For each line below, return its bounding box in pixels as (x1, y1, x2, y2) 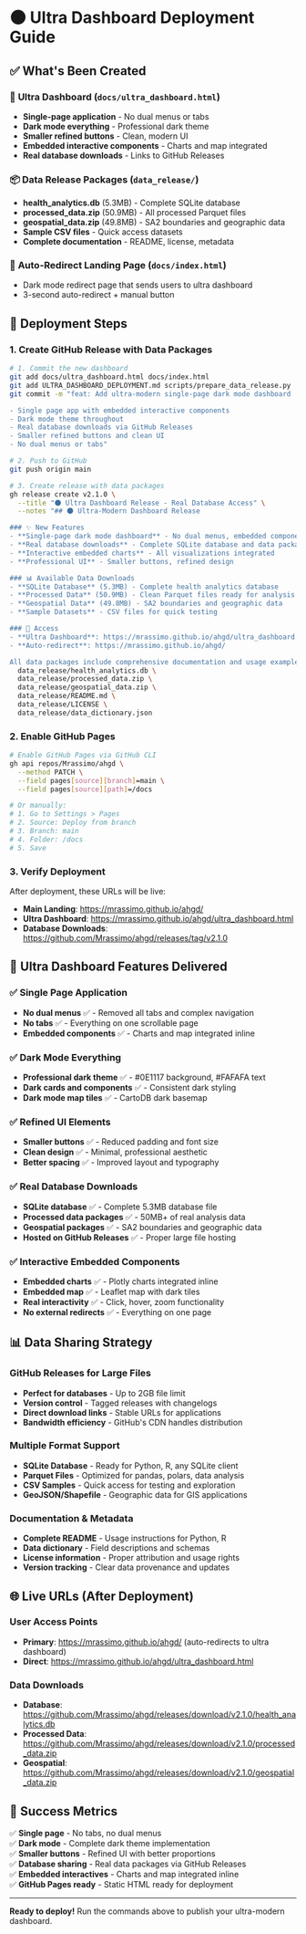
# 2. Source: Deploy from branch (9, 818, 137, 828)
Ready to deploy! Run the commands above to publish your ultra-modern (9, 1906, 285, 1917)
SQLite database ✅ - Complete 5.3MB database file (22, 1201, 218, 1212)
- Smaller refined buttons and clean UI (9, 432, 166, 441)
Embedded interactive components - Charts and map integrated (22, 140, 268, 151)
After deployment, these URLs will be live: (9, 886, 167, 896)
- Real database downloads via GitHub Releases (9, 423, 194, 432)
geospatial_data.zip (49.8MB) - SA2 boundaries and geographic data (22, 217, 285, 228)
